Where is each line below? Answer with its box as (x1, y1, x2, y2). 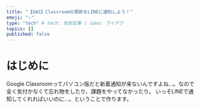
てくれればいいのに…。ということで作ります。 (16, 95, 132, 103)
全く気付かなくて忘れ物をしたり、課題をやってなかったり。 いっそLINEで (6, 88, 189, 95)
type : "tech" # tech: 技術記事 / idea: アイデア (6, 20, 124, 26)
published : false (6, 31, 50, 37)
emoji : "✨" (6, 14, 35, 21)
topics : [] (6, 25, 34, 32)
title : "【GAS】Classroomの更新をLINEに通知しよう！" (6, 8, 133, 15)
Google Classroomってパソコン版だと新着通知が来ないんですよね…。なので (6, 80, 195, 87)
